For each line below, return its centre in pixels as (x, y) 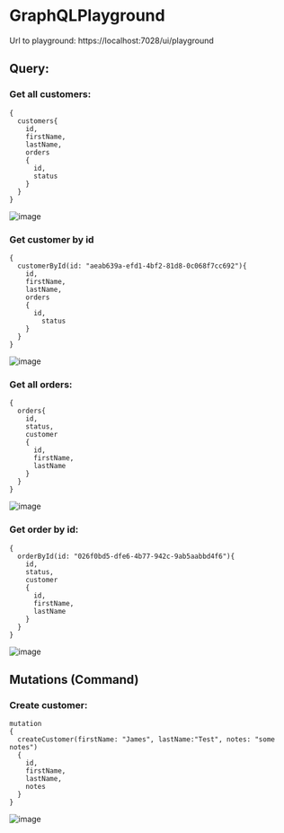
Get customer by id (52, 239)
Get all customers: (50, 94)
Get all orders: (41, 385)
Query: (29, 69)
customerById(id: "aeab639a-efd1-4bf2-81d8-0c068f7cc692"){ (132, 266)
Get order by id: (44, 529)
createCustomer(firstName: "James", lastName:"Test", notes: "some (146, 740)
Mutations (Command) (74, 679)
